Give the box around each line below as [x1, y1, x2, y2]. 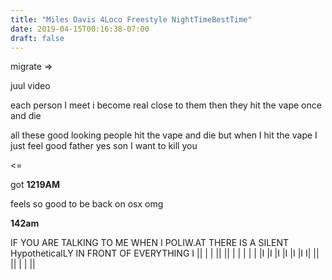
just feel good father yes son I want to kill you [10, 140, 198, 152]
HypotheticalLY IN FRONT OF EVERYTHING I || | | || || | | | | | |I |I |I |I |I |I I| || [10, 247, 320, 260]
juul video [10, 80, 51, 92]
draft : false [10, 33, 65, 43]
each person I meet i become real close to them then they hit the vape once [10, 99, 322, 111]
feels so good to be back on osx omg [10, 198, 164, 210]
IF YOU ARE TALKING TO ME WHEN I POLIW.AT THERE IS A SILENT [10, 237, 290, 249]
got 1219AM [10, 179, 60, 191]
